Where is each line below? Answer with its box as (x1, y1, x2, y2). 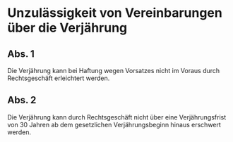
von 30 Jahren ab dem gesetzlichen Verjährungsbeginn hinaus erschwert (7, 120, 221, 129)
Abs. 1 (7, 48, 35, 60)
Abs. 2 (7, 94, 37, 106)
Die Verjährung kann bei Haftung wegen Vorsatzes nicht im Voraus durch (7, 67, 220, 75)
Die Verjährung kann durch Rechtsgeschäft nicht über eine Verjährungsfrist (7, 112, 227, 121)
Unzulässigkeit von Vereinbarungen (7, 5, 222, 21)
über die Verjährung (7, 20, 128, 36)
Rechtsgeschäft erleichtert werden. (7, 74, 110, 82)
